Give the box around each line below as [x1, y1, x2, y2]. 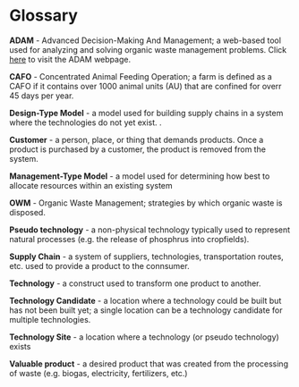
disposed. [9, 206, 47, 217]
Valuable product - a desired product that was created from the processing [9, 358, 289, 369]
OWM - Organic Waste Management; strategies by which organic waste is [9, 198, 283, 208]
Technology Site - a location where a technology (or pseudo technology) [9, 332, 279, 342]
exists [9, 341, 31, 351]
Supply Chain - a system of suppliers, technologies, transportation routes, [9, 251, 284, 262]
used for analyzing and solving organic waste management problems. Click [9, 44, 287, 55]
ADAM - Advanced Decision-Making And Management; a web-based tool [9, 35, 282, 46]
